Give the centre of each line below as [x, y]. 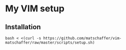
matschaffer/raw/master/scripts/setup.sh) [50, 43]
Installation [23, 27]
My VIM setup [35, 9]
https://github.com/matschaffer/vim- [82, 38]
